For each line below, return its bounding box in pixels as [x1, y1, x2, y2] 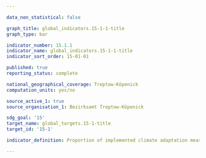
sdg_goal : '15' [6, 115, 45, 121]
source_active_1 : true [6, 98, 64, 104]
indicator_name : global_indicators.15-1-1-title [6, 48, 133, 54]
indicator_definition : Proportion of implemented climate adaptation [6, 137, 188, 143]
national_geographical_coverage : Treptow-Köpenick [6, 81, 139, 88]
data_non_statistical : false [6, 14, 81, 20]
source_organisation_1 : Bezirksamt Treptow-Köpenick [6, 103, 144, 110]
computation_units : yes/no [6, 87, 75, 93]
